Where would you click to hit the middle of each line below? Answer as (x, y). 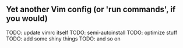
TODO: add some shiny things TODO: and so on (63, 38)
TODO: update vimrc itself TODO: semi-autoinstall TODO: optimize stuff (92, 32)
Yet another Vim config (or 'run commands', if (91, 10)
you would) (27, 19)
